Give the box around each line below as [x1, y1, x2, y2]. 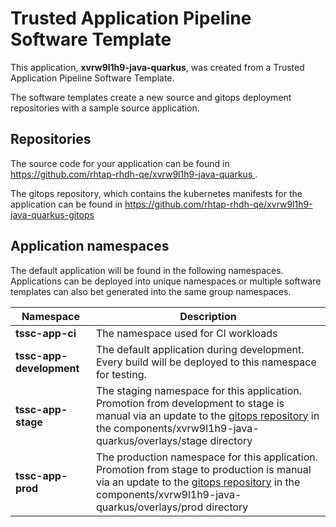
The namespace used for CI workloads [95, 326, 278, 340]
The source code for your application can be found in [10, 157, 230, 169]
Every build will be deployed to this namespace [95, 355, 317, 369]
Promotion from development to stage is [95, 396, 285, 410]
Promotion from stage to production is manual [95, 462, 312, 476]
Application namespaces [10, 238, 170, 255]
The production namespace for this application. [95, 450, 318, 464]
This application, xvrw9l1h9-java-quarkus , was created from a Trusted [10, 61, 305, 73]
